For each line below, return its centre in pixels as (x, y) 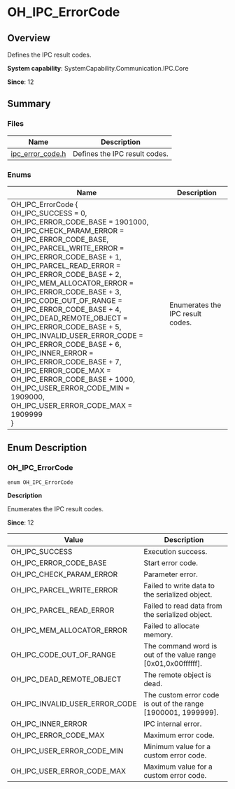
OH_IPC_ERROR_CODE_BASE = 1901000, (80, 222)
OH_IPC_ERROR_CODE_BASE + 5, (66, 327)
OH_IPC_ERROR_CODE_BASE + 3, (66, 292)
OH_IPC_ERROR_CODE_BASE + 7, (66, 362)
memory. (158, 634)
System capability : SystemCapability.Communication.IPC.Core (98, 68)
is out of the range (174, 704)
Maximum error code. (179, 735)
